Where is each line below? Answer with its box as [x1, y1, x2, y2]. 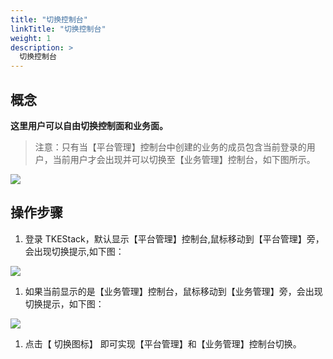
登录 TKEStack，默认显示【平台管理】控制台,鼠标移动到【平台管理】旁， [24, 232, 325, 245]
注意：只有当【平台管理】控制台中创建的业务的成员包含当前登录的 [34, 141, 307, 153]
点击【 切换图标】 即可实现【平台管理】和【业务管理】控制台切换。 [24, 337, 302, 350]
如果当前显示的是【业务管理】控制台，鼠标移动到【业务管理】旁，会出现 [24, 285, 323, 297]
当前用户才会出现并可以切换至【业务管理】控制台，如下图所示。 [52, 153, 316, 165]
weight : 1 [10, 33, 52, 43]
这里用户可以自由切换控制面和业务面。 [10, 119, 168, 131]
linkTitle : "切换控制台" [10, 24, 107, 34]
